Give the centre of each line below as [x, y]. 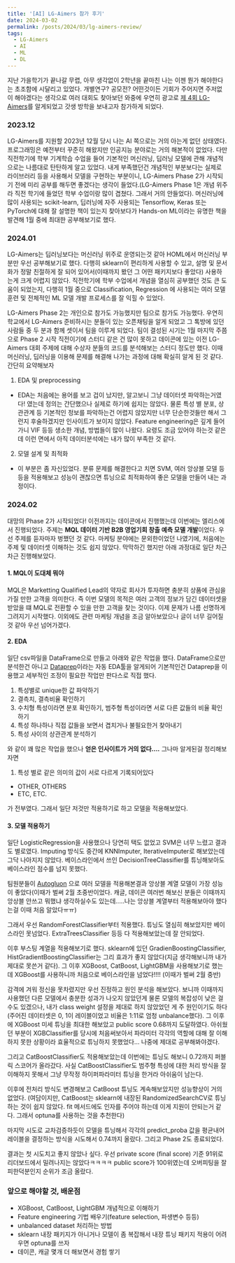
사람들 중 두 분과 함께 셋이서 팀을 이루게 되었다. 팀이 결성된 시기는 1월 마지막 [111, 330]
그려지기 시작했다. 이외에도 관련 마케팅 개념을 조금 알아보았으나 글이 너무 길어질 [115, 616]
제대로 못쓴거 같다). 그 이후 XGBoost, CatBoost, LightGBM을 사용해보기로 [109, 966]
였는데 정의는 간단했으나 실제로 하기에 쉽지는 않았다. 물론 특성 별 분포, [122, 404]
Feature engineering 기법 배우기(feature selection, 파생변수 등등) [108, 1216]
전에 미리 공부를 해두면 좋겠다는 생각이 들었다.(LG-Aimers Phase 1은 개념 [115, 185]
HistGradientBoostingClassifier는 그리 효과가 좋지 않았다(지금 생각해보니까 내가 [117, 957]
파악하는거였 [205, 395]
